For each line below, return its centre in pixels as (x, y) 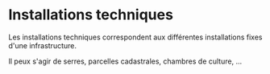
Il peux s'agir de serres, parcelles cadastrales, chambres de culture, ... (125, 61)
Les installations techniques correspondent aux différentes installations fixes (135, 37)
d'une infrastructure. (43, 45)
